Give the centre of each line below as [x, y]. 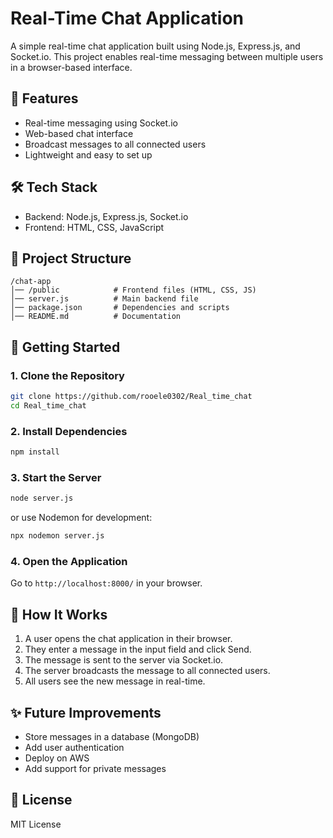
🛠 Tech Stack [54, 187]
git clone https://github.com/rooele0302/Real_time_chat [131, 397]
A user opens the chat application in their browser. [128, 639]
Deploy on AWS [57, 758]
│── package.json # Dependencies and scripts [120, 308]
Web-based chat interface [79, 133]
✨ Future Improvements [86, 712]
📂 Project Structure [71, 258]
